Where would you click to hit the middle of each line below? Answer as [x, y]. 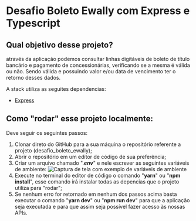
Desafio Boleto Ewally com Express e [98, 11]
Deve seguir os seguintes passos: [47, 132]
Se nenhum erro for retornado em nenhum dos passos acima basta [96, 194]
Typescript [33, 23]
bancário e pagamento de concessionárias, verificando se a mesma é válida [98, 65]
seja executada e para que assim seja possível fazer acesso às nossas [100, 206]
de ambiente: [31, 169]
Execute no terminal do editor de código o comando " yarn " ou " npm [97, 175]
